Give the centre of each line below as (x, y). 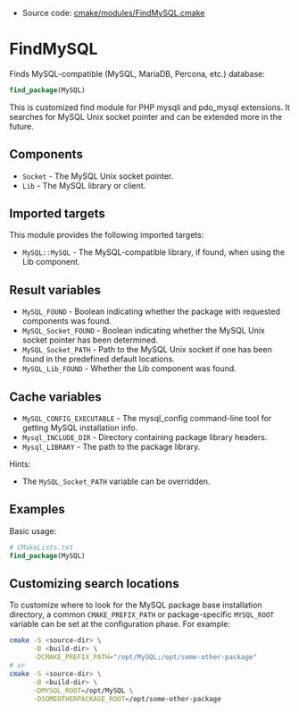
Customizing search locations (95, 584)
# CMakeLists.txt (42, 547)
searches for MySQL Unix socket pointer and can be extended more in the (146, 116)
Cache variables (55, 397)
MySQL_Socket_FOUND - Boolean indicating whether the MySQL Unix (143, 331)
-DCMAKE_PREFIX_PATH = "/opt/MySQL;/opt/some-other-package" (145, 657)
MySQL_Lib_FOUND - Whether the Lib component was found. (129, 369)
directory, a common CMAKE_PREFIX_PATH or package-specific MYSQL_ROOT (142, 615)
